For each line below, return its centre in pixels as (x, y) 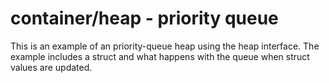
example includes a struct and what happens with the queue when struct (160, 56)
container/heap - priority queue (144, 18)
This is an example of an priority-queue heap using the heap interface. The (165, 46)
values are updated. (51, 67)
